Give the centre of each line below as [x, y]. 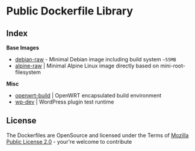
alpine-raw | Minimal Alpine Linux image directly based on [87, 66]
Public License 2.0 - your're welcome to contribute [69, 141]
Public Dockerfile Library [70, 11]
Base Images [23, 48]
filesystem [28, 72]
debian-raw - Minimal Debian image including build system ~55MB [95, 59]
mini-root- [173, 66]
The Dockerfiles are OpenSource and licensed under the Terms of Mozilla [97, 135]
